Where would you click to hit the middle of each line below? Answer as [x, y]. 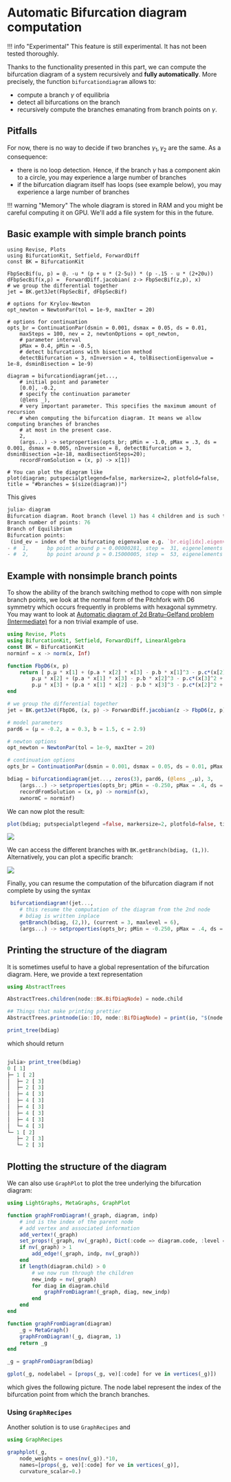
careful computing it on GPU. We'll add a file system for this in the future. [111, 212]
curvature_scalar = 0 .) [50, 1471]
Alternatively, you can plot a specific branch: [70, 857]
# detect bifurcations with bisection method [86, 352]
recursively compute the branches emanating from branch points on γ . [117, 109]
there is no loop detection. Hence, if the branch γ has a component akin [119, 170]
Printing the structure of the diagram [87, 950]
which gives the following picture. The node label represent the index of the [114, 1387]
